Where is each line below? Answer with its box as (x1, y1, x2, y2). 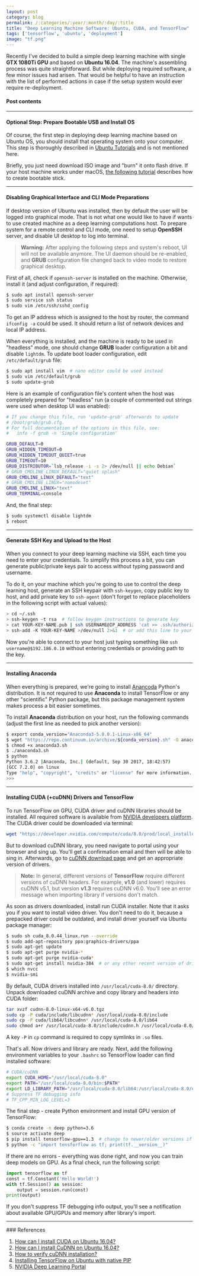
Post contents (6, 97, 41, 104)
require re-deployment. (6, 84, 63, 91)
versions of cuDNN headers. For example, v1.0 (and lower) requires (20, 879, 186, 886)
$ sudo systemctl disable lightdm (6, 513, 92, 519)
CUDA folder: (6, 995, 38, 1002)
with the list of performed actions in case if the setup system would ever (6, 78, 183, 85)
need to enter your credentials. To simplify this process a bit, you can (6, 556, 175, 564)
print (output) (6, 1192, 41, 1198)
